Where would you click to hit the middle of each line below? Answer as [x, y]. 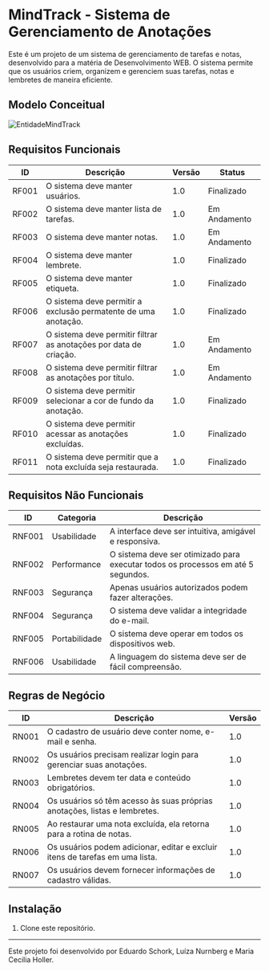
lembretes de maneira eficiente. [61, 80]
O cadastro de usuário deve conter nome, [125, 732]
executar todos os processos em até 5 [182, 565]
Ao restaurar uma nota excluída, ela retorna [128, 824]
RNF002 [28, 565]
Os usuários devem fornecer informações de [131, 871]
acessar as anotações [87, 434]
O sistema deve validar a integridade [178, 610]
